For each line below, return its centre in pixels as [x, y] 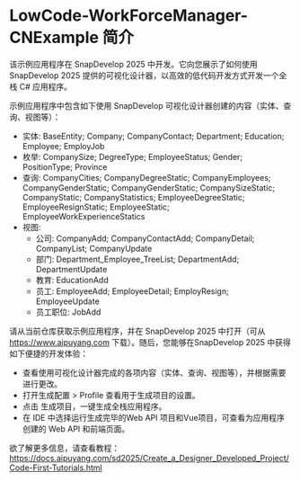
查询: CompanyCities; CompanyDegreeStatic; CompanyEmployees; [146, 177]
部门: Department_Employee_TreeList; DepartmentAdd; [137, 259]
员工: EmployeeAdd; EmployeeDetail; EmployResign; [132, 291]
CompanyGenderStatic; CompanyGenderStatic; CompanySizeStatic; [149, 187]
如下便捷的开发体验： [49, 353]
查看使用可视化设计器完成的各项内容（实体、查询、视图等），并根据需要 [154, 372]
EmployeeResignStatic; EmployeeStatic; [96, 207]
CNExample [54, 38]
